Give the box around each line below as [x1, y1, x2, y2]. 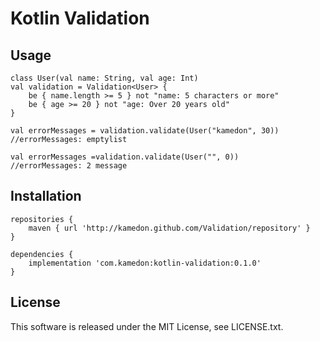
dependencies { [10, 249, 74, 259]
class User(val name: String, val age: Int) [10, 73, 199, 83]
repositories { [10, 214, 74, 224]
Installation [10, 188, 82, 205]
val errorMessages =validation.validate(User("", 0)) [10, 152, 240, 162]
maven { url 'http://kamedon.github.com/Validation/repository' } [28, 223, 311, 233]
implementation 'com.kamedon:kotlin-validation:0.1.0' [28, 258, 262, 268]
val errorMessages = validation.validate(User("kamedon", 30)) [10, 126, 280, 136]
